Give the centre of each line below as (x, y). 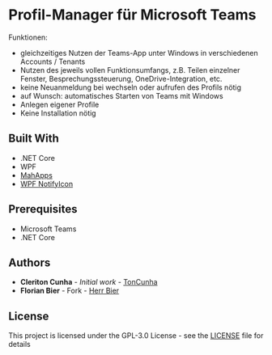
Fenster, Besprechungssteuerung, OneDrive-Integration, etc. (121, 78)
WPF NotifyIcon (47, 184)
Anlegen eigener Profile (59, 104)
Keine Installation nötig (58, 113)
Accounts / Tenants (53, 61)
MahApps (36, 175)
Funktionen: (28, 37)
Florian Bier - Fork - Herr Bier (70, 291)
